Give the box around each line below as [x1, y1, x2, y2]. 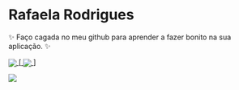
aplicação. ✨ [8, 41, 51, 51]
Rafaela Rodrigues [8, 6, 134, 24]
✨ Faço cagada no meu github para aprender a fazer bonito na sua [8, 32, 232, 42]
